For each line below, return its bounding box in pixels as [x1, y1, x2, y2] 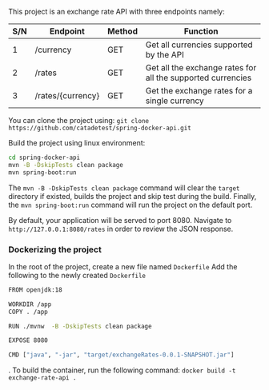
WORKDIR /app [8, 300, 52, 308]
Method [107, 26, 139, 37]
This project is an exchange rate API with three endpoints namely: [8, 7, 226, 16]
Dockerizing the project [8, 244, 102, 255]
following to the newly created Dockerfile [8, 270, 147, 280]
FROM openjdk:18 [8, 285, 62, 294]
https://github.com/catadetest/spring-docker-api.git [8, 124, 192, 132]
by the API [145, 50, 184, 60]
